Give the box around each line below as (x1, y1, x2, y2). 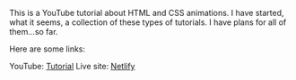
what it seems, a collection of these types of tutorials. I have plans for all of (9, 17, 287, 28)
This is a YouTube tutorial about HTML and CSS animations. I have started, (9, 8, 284, 18)
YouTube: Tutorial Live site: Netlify (9, 61, 135, 71)
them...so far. (9, 27, 58, 36)
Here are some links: (9, 44, 86, 54)
